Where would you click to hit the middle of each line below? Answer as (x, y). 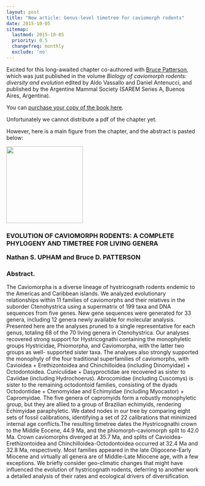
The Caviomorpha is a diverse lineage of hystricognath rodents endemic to (101, 287)
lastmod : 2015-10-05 (38, 35)
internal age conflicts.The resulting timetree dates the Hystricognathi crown (102, 424)
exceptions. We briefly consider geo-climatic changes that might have (95, 463)
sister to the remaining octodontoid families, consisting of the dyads (92, 385)
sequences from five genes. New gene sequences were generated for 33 (99, 313)
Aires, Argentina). (28, 95)
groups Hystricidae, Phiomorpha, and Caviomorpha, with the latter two (95, 346)
